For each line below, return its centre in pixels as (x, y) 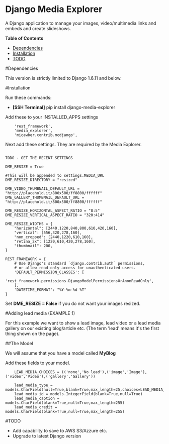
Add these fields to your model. (38, 363)
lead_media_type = (33, 385)
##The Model (19, 343)
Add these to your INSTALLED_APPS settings (52, 117)
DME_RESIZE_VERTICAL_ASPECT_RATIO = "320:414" (55, 215)
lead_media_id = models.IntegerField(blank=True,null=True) (78, 394)
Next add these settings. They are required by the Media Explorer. (73, 144)
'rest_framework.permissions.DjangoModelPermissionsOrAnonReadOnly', (80, 281)
